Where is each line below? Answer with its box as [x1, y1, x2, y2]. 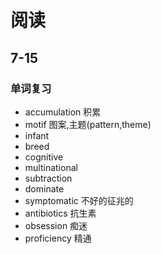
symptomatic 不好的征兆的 [24, 194, 134, 206]
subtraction [24, 172, 73, 184]
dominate [24, 182, 65, 195]
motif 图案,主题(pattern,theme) [24, 118, 152, 130]
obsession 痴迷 [24, 219, 88, 231]
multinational [24, 161, 78, 173]
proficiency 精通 [24, 232, 92, 244]
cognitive [24, 151, 64, 163]
